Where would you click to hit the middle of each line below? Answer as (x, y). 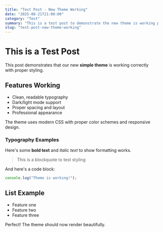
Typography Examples (32, 140)
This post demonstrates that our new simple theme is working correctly (77, 65)
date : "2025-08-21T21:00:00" (34, 14)
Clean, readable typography (40, 97)
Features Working (33, 85)
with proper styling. (24, 70)
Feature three (25, 215)
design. (13, 127)
